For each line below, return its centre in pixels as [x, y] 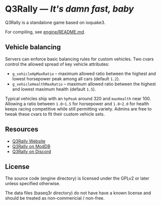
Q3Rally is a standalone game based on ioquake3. [55, 22]
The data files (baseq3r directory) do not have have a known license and [78, 193]
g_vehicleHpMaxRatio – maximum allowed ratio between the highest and [84, 74]
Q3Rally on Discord [31, 151]
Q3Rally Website [29, 141]
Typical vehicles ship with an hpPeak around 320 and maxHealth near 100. [78, 98]
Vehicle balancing [33, 47]
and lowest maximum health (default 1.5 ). [54, 89]
